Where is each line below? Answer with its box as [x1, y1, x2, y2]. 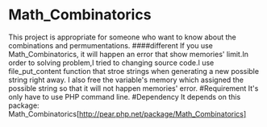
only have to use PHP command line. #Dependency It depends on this [8, 92, 241, 101]
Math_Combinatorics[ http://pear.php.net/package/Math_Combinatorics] [8, 109, 247, 118]
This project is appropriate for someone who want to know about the [8, 32, 236, 42]
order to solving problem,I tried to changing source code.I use [8, 58, 215, 68]
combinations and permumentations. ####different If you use [8, 40, 214, 50]
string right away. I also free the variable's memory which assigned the [8, 75, 244, 84]
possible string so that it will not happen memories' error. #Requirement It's [8, 83, 259, 93]
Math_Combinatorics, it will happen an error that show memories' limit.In [8, 49, 248, 59]
